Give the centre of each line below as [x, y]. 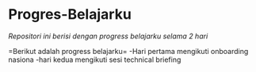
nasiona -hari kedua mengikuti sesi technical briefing [95, 59]
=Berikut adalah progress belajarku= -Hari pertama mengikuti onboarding [128, 51]
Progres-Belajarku [70, 14]
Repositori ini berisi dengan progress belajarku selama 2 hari [108, 36]
